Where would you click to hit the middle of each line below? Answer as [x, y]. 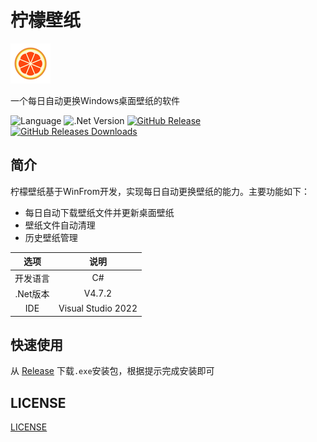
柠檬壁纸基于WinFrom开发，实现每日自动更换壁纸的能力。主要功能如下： [160, 191]
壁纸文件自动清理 [60, 225]
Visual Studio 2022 [98, 308]
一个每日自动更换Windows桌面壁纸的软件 [95, 100]
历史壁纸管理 [51, 237]
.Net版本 [32, 293]
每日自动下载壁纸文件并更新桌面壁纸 [99, 212]
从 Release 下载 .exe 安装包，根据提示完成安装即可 [112, 371]
